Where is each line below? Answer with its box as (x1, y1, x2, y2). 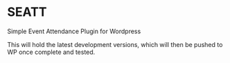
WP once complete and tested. (7, 48, 96, 56)
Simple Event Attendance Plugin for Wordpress (7, 27, 141, 35)
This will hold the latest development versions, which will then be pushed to (7, 40, 223, 48)
